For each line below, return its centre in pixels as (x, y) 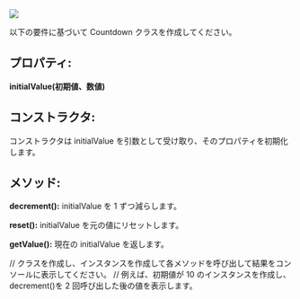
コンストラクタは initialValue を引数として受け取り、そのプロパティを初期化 (149, 141)
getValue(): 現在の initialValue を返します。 (89, 244)
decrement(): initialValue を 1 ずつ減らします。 (96, 207)
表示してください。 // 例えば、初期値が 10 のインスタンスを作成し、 (165, 275)
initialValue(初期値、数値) (57, 86)
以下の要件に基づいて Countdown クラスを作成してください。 (123, 32)
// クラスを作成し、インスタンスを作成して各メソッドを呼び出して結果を (143, 263)
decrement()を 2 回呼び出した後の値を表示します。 (103, 286)
